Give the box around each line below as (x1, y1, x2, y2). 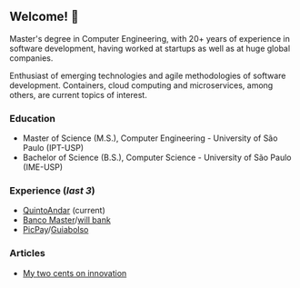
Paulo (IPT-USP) (22, 143, 85, 154)
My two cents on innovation (22, 267, 127, 278)
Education (9, 112, 56, 124)
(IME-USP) (22, 162, 64, 173)
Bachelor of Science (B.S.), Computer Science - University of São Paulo (22, 152, 292, 164)
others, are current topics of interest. (9, 89, 147, 100)
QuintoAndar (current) (22, 205, 106, 216)
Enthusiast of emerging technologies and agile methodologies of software (9, 70, 286, 81)
